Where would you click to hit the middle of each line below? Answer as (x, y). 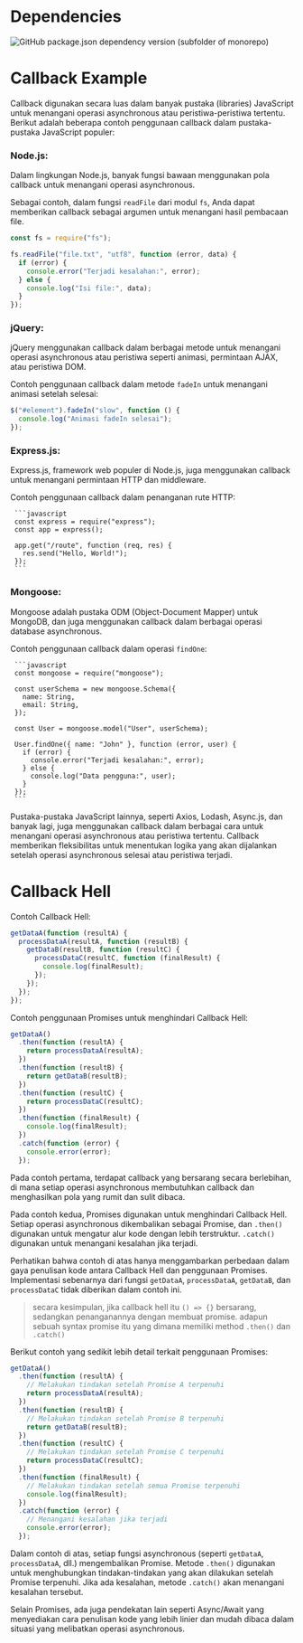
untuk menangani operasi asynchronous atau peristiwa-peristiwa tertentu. (148, 113)
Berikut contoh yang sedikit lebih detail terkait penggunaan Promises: (139, 1351)
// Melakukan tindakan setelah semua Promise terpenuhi (134, 1486)
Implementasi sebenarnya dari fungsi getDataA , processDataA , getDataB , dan (151, 1279)
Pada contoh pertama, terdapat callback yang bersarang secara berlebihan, (151, 1177)
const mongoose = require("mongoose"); (89, 673)
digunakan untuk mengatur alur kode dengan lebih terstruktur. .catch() (143, 1233)
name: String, (49, 697)
